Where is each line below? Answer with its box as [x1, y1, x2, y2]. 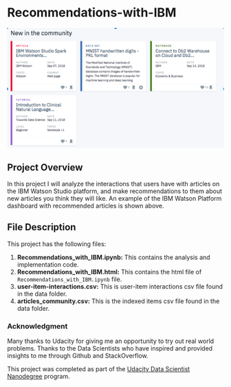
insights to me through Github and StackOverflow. [7, 352, 149, 360]
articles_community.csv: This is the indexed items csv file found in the [16, 297, 220, 305]
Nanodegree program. [7, 373, 70, 381]
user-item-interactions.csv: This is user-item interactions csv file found [16, 282, 223, 290]
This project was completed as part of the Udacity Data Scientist [7, 365, 190, 373]
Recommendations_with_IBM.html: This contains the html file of [16, 267, 202, 276]
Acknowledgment [7, 321, 68, 331]
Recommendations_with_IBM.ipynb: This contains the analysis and [16, 253, 211, 261]
